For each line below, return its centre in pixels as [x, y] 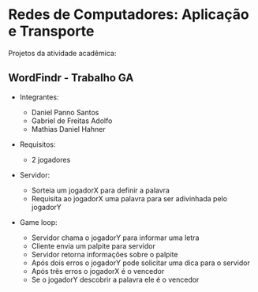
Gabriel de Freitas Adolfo [72, 121]
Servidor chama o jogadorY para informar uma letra [115, 238]
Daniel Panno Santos [65, 112]
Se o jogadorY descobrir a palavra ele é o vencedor [115, 279]
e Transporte [51, 31]
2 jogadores [51, 159]
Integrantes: [39, 97]
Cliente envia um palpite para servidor [93, 245]
